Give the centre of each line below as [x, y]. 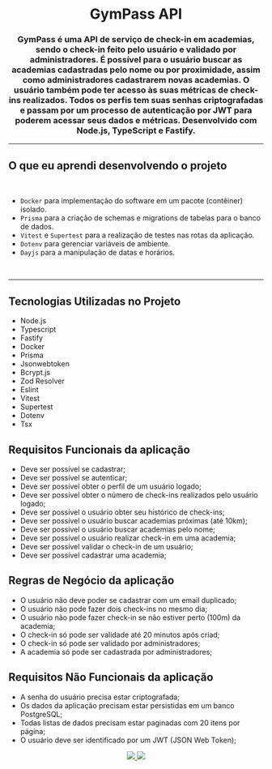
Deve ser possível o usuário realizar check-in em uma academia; [128, 538]
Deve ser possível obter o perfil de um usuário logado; [111, 486]
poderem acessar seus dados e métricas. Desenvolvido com [136, 121]
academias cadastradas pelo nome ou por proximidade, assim [136, 70]
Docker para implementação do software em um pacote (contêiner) [132, 201]
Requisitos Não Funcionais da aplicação [111, 677]
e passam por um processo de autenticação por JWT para [136, 110]
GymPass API [136, 14]
